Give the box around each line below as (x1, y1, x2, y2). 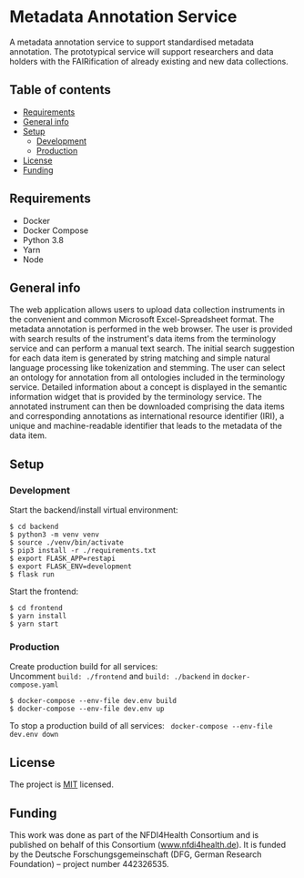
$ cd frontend (9, 604, 64, 613)
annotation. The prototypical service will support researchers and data (9, 46, 274, 56)
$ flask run (9, 570, 55, 579)
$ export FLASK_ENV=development (9, 562, 132, 571)
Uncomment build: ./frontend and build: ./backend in (9, 671, 220, 682)
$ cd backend (9, 522, 59, 532)
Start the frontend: (9, 586, 79, 597)
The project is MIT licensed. (9, 779, 114, 790)
